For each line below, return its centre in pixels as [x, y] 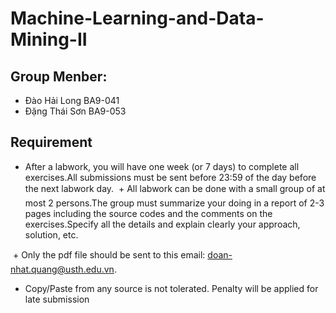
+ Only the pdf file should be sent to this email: [109, 254]
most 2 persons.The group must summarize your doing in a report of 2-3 [174, 203]
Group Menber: [59, 76]
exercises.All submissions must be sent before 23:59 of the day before [170, 177]
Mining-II [49, 39]
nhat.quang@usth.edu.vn [62, 269]
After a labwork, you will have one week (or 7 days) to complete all [162, 166]
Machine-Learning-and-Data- [137, 18]
